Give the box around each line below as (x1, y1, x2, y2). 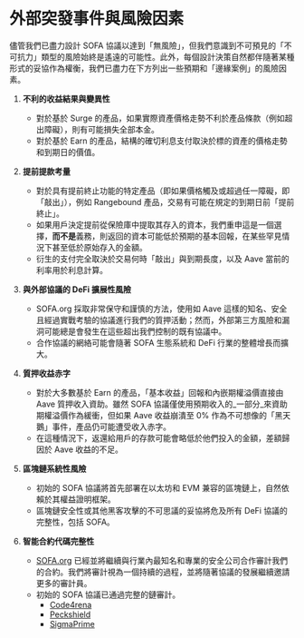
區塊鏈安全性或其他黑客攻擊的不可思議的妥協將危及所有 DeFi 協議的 (35, 505, 288, 515)
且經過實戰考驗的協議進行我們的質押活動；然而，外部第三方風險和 (35, 314, 282, 325)
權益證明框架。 (60, 494, 116, 505)
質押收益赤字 (22, 368, 71, 378)
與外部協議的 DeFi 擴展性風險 (22, 283, 131, 295)
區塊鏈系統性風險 (22, 463, 87, 474)
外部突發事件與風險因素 (9, 8, 185, 29)
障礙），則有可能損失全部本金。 (43, 123, 160, 134)
